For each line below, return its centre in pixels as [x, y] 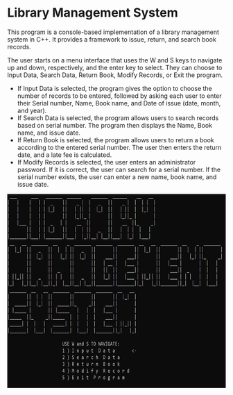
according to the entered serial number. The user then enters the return [119, 147]
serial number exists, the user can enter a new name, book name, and [117, 177]
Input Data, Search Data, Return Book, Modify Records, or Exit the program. [115, 75]
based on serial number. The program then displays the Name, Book [115, 125]
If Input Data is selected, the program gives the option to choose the [115, 88]
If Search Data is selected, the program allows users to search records [118, 118]
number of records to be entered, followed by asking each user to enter [119, 96]
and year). [32, 110]
